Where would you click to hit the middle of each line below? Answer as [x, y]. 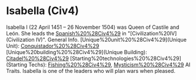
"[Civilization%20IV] [152, 33]
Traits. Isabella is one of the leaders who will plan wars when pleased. [91, 71]
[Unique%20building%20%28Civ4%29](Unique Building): [77, 52]
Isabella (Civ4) [43, 11]
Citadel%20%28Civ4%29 [37, 58]
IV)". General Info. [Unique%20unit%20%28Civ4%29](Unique [111, 39]
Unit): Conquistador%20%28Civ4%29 [53, 46]
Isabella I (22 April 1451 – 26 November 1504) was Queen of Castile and [93, 27]
